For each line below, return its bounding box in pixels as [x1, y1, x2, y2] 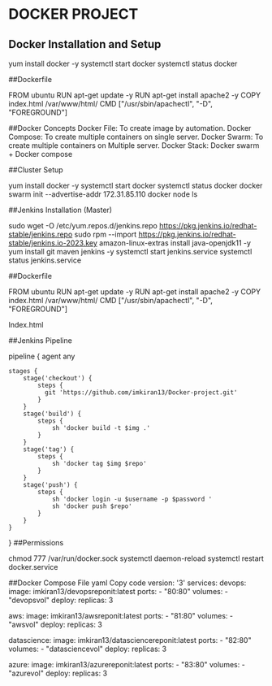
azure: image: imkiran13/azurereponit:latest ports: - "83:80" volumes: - [8, 660, 245, 669]
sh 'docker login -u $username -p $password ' [51, 495, 213, 503]
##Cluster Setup [8, 165, 63, 175]
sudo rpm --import [74, 229, 137, 239]
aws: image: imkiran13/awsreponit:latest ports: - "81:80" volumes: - [8, 611, 234, 620]
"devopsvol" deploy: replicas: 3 [8, 595, 114, 605]
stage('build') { [23, 410, 82, 418]
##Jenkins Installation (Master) [8, 205, 112, 215]
